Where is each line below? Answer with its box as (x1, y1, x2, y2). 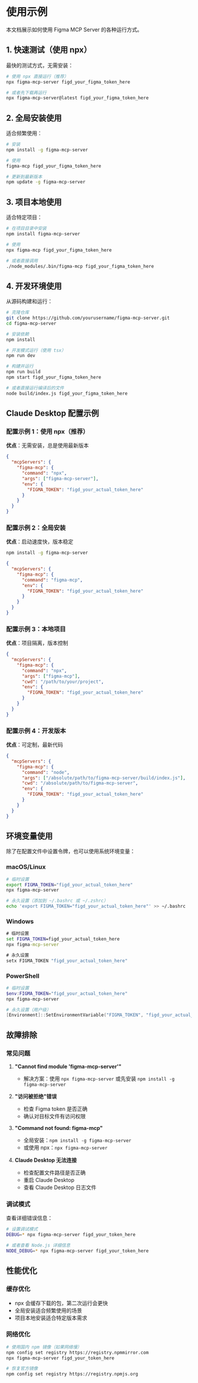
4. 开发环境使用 (6, 281, 62, 291)
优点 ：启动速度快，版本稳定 (6, 538, 74, 546)
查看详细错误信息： (6, 1214, 53, 1221)
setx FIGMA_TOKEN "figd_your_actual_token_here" (6, 958, 128, 964)
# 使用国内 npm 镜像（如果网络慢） (6, 1344, 82, 1350)
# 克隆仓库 (6, 310, 29, 316)
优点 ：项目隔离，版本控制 (6, 639, 68, 646)
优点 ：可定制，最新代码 (6, 741, 63, 748)
